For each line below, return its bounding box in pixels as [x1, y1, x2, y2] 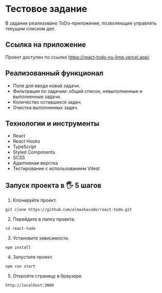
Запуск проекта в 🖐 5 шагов [5, 181, 102, 190]
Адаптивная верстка [12, 160, 58, 166]
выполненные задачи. [12, 93, 62, 100]
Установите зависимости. [12, 235, 69, 241]
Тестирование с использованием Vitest [12, 165, 100, 172]
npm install [5, 245, 31, 250]
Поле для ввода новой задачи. [12, 83, 81, 89]
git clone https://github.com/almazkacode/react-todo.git [5, 207, 132, 212]
